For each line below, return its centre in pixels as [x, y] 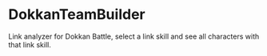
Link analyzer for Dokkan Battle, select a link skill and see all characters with [134, 36]
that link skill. [30, 44]
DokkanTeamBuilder [77, 15]
